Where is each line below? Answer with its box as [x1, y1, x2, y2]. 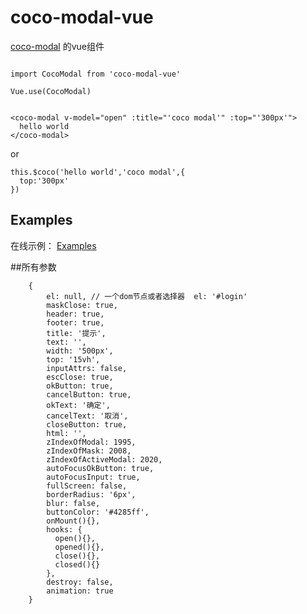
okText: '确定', [46, 400, 111, 410]
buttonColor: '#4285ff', [46, 507, 150, 517]
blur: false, [46, 498, 101, 508]
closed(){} [54, 559, 101, 570]
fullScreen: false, [46, 481, 128, 491]
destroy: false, [46, 577, 114, 587]
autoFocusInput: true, [46, 472, 141, 482]
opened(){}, [54, 542, 105, 552]
